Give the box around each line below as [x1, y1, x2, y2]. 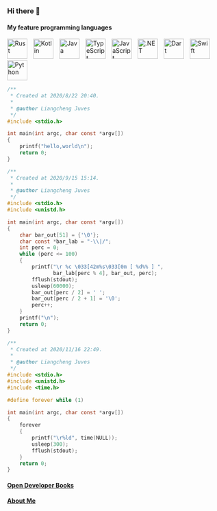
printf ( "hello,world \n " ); [19, 143, 94, 150]
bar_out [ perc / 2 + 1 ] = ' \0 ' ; [31, 295, 121, 302]
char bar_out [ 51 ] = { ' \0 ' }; [19, 231, 99, 239]
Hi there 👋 [7, 6, 41, 16]
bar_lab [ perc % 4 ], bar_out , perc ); [53, 270, 157, 276]
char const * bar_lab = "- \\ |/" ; [19, 238, 112, 245]
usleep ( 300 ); [31, 440, 69, 448]
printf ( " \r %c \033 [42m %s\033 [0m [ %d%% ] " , [31, 263, 164, 270]
